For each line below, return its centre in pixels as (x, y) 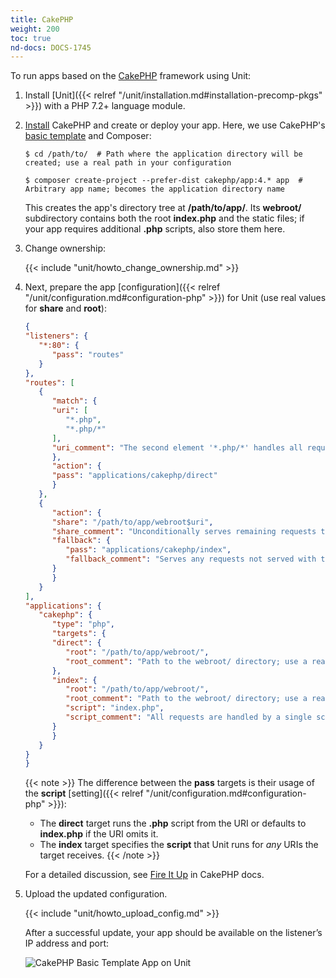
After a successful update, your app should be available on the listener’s (173, 933)
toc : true (31, 38)
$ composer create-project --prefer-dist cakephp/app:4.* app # (163, 181)
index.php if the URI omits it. (99, 834)
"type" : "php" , (83, 624)
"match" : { (74, 401)
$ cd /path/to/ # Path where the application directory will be (163, 154)
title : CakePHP (42, 19)
